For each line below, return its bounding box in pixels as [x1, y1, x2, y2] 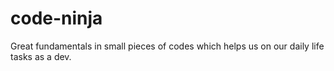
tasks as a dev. [10, 50, 72, 62]
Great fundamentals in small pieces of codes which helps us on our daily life [10, 40, 325, 52]
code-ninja [10, 7, 103, 30]
